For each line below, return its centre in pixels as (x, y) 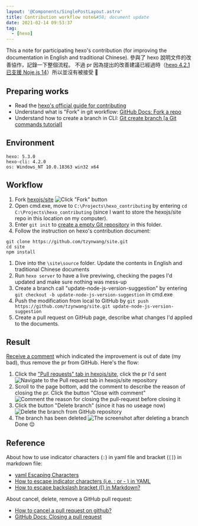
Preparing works (38, 91)
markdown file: (24, 464)
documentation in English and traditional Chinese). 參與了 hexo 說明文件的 (96, 57)
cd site (16, 247)
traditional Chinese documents (52, 269)
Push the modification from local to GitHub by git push (82, 301)
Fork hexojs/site (34, 199)
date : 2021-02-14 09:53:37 (39, 22)
